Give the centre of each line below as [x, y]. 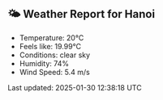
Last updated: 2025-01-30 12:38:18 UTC [75, 87]
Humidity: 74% [44, 63]
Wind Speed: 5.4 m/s [54, 72]
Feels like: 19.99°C [50, 46]
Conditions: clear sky [55, 55]
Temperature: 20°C [51, 37]
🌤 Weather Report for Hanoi [81, 14]
